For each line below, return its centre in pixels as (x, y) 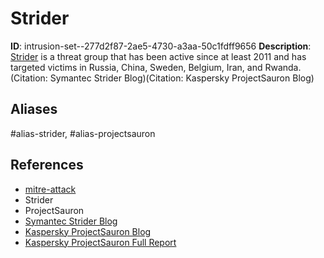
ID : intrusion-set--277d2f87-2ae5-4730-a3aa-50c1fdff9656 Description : (161, 46)
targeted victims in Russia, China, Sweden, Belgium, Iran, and (136, 67)
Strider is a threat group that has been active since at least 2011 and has (158, 56)
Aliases (34, 109)
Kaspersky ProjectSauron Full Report (100, 242)
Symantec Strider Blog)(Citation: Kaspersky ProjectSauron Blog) (182, 78)
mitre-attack (50, 189)
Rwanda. (283, 67)
